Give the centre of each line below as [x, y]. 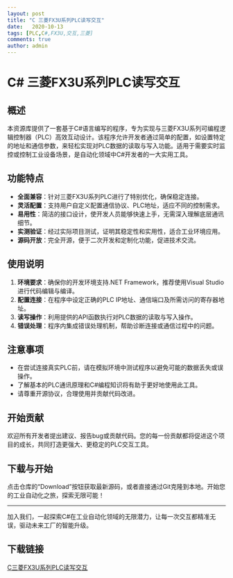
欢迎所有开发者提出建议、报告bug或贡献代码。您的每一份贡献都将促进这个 [113, 436]
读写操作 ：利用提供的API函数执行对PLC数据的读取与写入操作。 [107, 316]
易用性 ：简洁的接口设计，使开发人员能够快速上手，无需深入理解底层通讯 [120, 214]
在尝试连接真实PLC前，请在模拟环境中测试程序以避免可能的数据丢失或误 [120, 368]
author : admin [28, 46]
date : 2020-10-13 [35, 26]
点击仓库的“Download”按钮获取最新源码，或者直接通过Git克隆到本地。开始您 [116, 487]
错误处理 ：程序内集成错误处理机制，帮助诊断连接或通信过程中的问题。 [118, 326]
